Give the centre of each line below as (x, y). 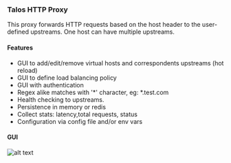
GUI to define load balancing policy (67, 78)
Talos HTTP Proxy (38, 10)
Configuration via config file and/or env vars (80, 121)
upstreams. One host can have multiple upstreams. (103, 32)
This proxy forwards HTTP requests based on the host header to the (104, 25)
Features (20, 47)
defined (18, 32)
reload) (27, 70)
